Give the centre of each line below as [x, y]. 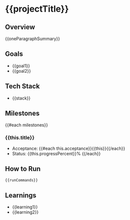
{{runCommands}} [21, 180]
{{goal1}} [21, 66]
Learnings [21, 195]
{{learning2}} [25, 212]
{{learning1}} [25, 207]
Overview [20, 27]
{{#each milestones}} [27, 125]
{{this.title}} [20, 138]
